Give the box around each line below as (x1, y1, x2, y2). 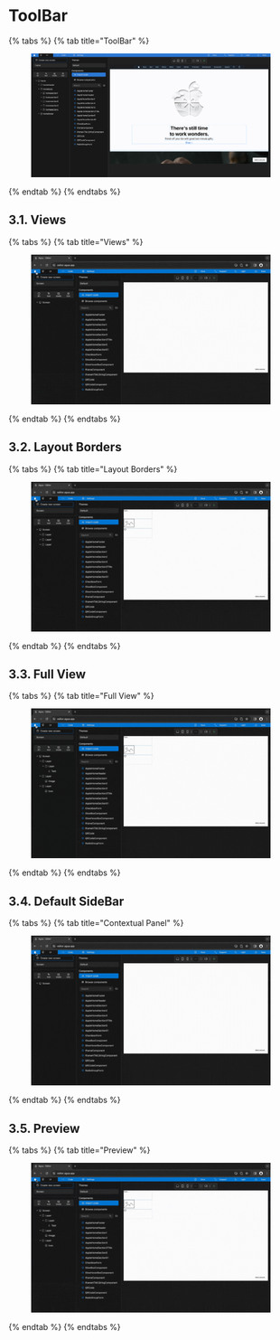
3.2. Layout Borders (8, 439, 123, 455)
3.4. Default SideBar (8, 893, 125, 909)
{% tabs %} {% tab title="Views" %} (8, 236, 144, 247)
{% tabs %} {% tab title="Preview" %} (8, 1145, 151, 1156)
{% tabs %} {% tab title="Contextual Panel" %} (8, 918, 184, 929)
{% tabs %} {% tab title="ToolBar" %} (8, 35, 150, 46)
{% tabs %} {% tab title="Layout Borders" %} (8, 463, 178, 475)
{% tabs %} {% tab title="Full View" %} (8, 691, 154, 702)
